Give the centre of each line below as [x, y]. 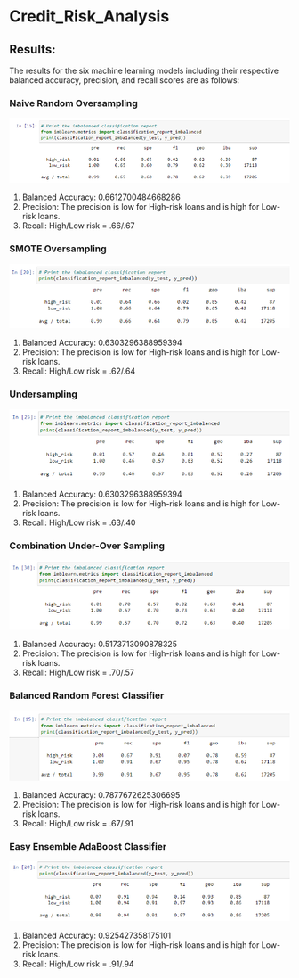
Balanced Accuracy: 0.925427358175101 [97, 935]
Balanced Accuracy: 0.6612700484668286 [101, 197]
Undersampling [44, 394]
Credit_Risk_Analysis [89, 16]
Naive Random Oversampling [73, 103]
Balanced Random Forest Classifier [87, 695]
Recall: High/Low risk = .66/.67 [78, 226]
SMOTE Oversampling [58, 249]
